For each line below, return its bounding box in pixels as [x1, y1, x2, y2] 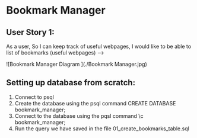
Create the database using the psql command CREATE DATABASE [14, 100, 176, 107]
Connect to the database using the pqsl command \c [14, 112, 144, 119]
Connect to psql [14, 93, 55, 101]
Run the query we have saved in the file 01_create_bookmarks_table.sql [14, 125, 190, 132]
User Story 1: [6, 27, 55, 37]
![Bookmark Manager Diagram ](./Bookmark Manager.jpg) [6, 60, 147, 68]
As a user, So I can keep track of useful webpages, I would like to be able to [6, 43, 192, 50]
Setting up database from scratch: [6, 78, 135, 88]
